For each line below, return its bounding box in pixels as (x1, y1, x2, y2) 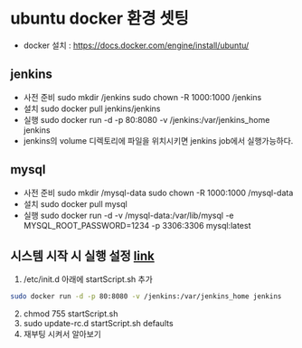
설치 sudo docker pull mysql (23, 198, 127, 209)
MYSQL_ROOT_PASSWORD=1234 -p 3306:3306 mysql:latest (23, 220, 251, 230)
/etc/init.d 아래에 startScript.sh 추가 (23, 274, 153, 285)
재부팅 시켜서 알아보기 (23, 329, 102, 340)
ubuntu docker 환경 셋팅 (10, 8, 189, 29)
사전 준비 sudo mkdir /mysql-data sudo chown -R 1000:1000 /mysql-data (23, 187, 294, 198)
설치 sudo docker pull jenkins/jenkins (23, 103, 161, 114)
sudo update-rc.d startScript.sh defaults (23, 318, 175, 329)
